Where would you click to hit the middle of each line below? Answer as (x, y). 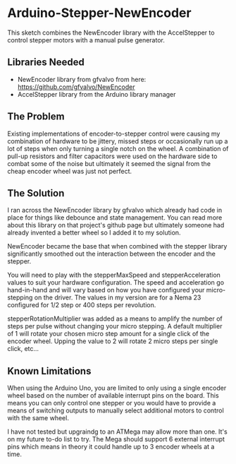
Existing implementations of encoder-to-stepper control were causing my (114, 133)
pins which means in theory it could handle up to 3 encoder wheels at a (111, 447)
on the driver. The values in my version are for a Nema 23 (118, 297)
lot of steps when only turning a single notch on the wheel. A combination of (118, 148)
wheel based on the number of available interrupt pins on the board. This (113, 395)
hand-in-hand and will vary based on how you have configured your (106, 290)
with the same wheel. (38, 418)
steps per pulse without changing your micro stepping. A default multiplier (115, 326)
